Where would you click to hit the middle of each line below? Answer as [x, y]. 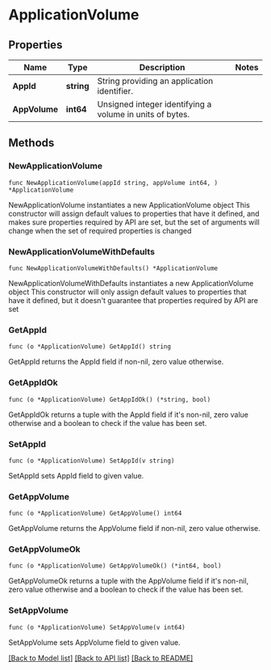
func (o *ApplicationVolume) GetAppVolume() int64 [95, 514]
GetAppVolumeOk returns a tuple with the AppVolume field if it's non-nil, [129, 581]
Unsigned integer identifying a [154, 104]
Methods [31, 143]
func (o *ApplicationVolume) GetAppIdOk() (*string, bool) [110, 399]
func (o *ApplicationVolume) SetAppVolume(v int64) [97, 627]
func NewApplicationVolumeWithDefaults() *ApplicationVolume [113, 268]
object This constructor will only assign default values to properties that [128, 292]
